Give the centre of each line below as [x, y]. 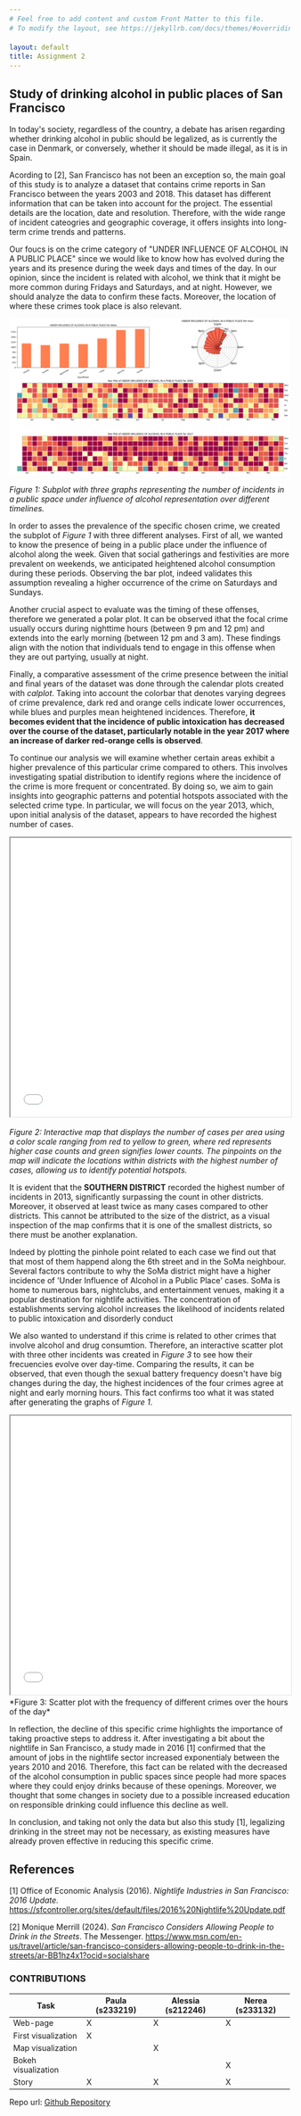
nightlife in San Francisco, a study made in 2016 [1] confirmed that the [138, 1748]
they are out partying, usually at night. [79, 657]
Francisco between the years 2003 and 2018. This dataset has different [140, 194]
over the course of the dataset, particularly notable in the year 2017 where [150, 731]
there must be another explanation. [73, 1235]
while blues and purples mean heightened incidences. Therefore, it [132, 712]
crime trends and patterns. [77, 231]
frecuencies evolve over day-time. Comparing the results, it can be [132, 1365]
